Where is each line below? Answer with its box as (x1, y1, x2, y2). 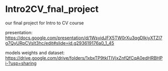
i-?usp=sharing (5, 60, 37, 66)
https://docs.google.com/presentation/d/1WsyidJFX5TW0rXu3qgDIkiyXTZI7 (5, 35, 162, 41)
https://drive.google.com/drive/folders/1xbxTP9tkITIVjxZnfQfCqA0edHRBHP (5, 55, 163, 61)
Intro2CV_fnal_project (5, 3, 99, 15)
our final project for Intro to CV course (5, 20, 84, 26)
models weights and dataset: (5, 50, 65, 56)
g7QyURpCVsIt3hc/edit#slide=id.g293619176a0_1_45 (5, 40, 114, 46)
